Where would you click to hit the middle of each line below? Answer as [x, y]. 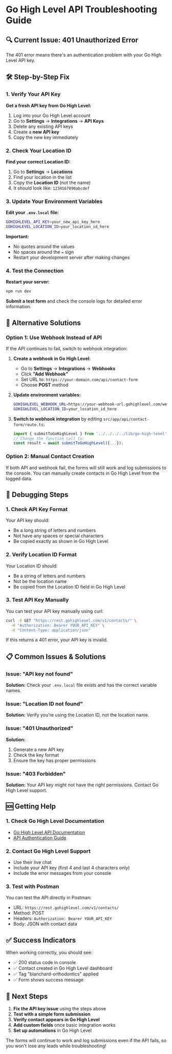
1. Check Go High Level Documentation [55, 821]
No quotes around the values [44, 247]
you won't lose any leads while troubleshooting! [56, 1046]
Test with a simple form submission [52, 1014]
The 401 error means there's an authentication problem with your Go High [84, 55]
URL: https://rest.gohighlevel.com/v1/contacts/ [66, 908]
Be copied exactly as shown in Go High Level [61, 541]
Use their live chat [32, 862]
